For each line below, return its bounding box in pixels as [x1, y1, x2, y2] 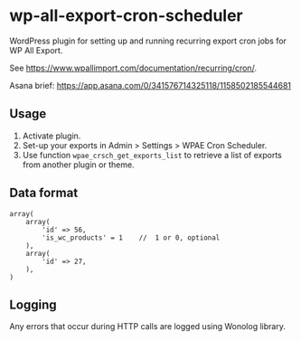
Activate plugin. [22, 130, 81, 141]
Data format [9, 185, 79, 201]
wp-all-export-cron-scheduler [9, 5, 244, 26]
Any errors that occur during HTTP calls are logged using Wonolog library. [9, 321, 287, 332]
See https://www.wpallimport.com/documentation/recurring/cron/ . [9, 62, 258, 73]
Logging [9, 297, 57, 312]
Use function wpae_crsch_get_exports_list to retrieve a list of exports [22, 149, 282, 160]
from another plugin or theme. [22, 159, 135, 170]
